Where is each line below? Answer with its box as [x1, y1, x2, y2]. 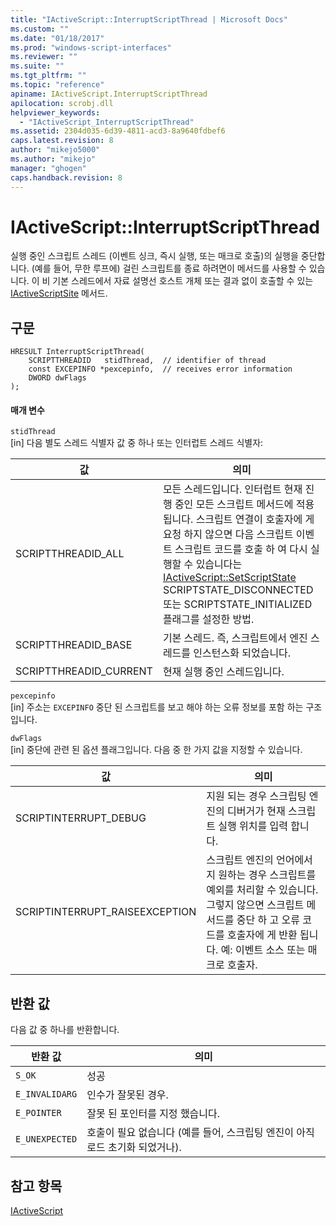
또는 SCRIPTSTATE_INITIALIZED [162, 597, 313, 611]
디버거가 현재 [227, 804, 286, 818]
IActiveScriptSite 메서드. [10, 287, 108, 300]
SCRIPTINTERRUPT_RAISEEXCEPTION [15, 905, 197, 919]
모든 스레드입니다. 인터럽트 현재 [162, 482, 303, 496]
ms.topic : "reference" [10, 80, 105, 90]
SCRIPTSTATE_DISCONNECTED [162, 583, 314, 597]
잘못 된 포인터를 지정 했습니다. [86, 1107, 221, 1121]
